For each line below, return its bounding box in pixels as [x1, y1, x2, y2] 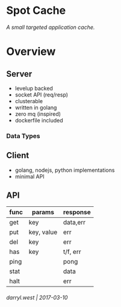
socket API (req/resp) [14, 91, 68, 98]
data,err [63, 218, 86, 227]
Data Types [6, 131, 40, 140]
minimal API [14, 172, 45, 180]
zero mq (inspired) [14, 110, 61, 118]
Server [6, 69, 33, 79]
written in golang [14, 104, 57, 111]
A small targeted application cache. [6, 24, 95, 31]
